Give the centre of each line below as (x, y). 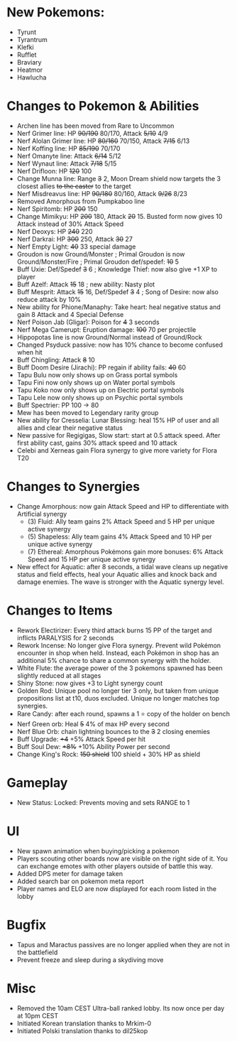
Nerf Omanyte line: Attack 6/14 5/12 (69, 156)
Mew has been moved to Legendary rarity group (88, 412)
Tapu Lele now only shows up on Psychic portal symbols (100, 397)
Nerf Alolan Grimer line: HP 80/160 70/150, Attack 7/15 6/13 (103, 141)
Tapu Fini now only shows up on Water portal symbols (96, 382)
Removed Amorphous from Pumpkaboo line (81, 201)
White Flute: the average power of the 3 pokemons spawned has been (120, 668)
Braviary (29, 62)
